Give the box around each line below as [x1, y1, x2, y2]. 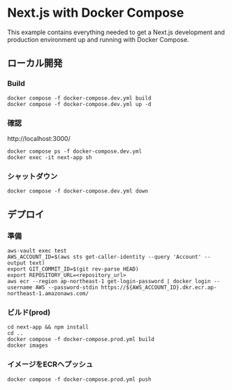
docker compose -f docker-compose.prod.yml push [7, 375, 152, 383]
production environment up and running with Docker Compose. [7, 35, 189, 43]
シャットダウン [7, 171, 58, 181]
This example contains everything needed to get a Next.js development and [7, 28, 225, 36]
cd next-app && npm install [7, 324, 89, 331]
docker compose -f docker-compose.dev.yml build [7, 94, 152, 102]
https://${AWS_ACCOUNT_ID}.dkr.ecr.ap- [101, 284, 217, 291]
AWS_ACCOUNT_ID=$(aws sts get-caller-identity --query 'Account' [7, 253, 201, 260]
